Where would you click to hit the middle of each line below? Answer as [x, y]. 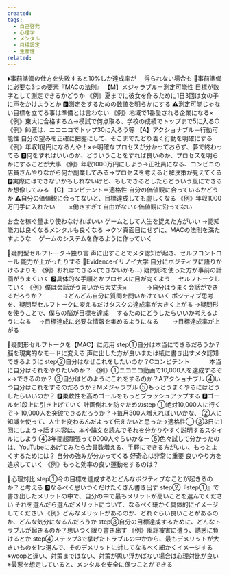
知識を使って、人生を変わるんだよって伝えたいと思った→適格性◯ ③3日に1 [115, 421]
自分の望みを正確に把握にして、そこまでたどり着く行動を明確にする [116, 138]
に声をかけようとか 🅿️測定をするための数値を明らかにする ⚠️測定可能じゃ [111, 104]
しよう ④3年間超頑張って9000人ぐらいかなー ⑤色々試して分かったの [119, 438]
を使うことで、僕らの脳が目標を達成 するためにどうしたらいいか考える [110, 313]
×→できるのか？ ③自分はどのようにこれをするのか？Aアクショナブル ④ [111, 379]
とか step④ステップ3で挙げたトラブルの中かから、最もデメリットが [116, 539]
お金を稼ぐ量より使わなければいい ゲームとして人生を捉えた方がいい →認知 [114, 221]
